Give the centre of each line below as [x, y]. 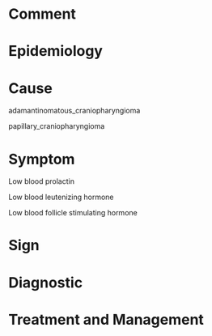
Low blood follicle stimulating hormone [73, 213]
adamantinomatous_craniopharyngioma [74, 111]
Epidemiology [56, 51]
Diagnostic [46, 282]
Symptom [42, 159]
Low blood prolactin [42, 181]
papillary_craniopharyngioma [57, 126]
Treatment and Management [106, 319]
